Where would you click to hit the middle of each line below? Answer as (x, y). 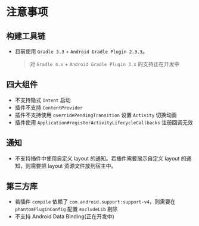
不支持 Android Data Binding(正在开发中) (64, 216)
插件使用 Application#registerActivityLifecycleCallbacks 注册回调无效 (104, 122)
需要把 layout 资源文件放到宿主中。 (74, 166)
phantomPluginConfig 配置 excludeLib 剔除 (66, 209)
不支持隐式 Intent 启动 (43, 100)
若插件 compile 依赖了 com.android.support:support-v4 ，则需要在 (95, 202)
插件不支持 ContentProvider (49, 107)
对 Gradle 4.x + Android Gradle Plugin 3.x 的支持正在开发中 (105, 64)
